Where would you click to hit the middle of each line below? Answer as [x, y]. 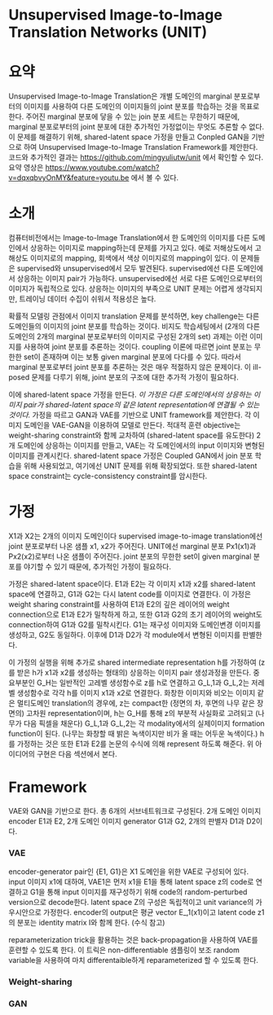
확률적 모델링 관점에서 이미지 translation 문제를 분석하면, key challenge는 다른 [134, 316]
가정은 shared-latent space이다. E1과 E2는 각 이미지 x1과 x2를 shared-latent [132, 584]
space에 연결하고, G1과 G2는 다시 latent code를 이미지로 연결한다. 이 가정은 [130, 594]
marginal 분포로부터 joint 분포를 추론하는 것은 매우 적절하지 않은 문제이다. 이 [130, 367]
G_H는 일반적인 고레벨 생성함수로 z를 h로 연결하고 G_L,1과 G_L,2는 [143, 683]
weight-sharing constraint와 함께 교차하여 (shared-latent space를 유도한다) [132, 435]
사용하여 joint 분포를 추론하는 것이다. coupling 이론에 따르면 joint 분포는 [138, 347]
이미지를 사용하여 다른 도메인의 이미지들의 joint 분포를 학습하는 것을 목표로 [141, 107]
